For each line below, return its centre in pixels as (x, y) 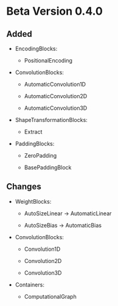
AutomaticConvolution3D (56, 108)
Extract (33, 132)
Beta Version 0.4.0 (55, 11)
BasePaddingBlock (48, 167)
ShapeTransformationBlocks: (51, 120)
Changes (24, 187)
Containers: (29, 285)
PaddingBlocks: (35, 143)
